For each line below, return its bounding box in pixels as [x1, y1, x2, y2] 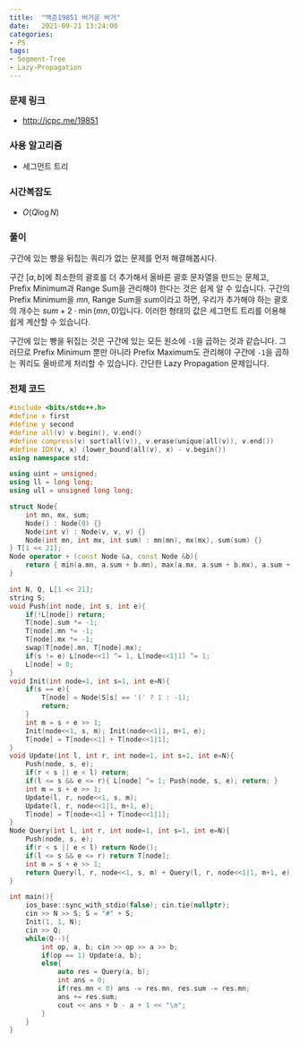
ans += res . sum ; [56, 992, 118, 1001]
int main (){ [9, 893, 54, 902]
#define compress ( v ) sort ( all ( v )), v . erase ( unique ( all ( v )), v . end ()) [9, 436, 275, 446]
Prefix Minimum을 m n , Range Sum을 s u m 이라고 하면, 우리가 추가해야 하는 [9, 295, 272, 305]
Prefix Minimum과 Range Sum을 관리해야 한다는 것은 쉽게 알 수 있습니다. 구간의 [9, 283, 290, 294]
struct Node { [9, 502, 58, 511]
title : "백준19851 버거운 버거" [9, 13, 121, 22]
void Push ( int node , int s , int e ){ [9, 602, 146, 611]
